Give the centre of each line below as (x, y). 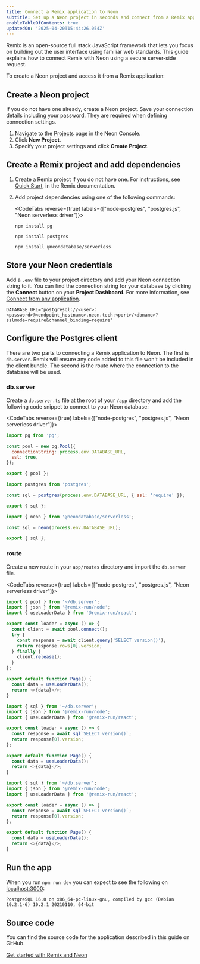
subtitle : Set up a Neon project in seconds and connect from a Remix (96, 17)
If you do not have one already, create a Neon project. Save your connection (100, 109)
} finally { (26, 652)
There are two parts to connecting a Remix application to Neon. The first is (98, 352)
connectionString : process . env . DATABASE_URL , (69, 452)
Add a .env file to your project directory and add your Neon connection (93, 280)
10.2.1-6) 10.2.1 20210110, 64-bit (50, 905)
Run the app (29, 868)
